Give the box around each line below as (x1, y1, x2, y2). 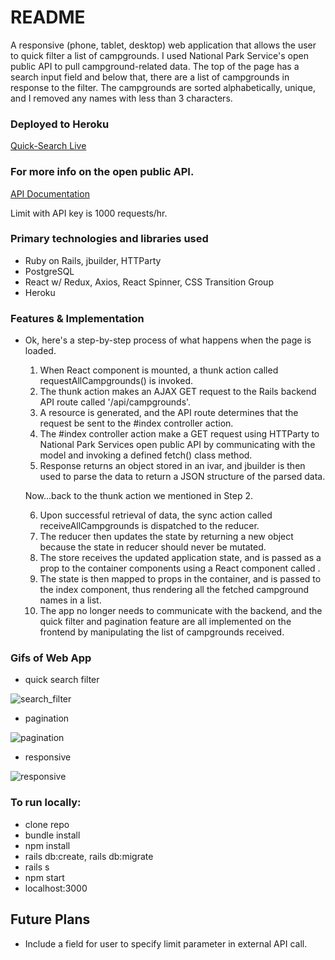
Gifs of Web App (10, 651, 92, 665)
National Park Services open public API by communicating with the (39, 439, 316, 451)
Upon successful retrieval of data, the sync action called (39, 509, 273, 521)
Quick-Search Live (10, 140, 87, 152)
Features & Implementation (10, 311, 145, 325)
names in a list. (39, 594, 102, 606)
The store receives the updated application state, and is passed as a (39, 552, 322, 564)
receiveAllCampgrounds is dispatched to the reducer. (39, 520, 260, 532)
